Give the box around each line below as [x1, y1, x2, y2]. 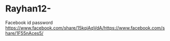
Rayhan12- [5, 3, 51, 14]
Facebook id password [5, 19, 53, 25]
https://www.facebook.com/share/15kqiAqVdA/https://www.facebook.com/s [5, 24, 165, 30]
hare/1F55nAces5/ [5, 30, 44, 36]
